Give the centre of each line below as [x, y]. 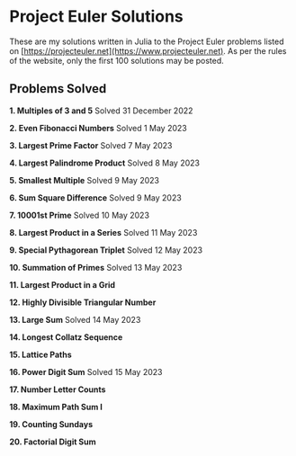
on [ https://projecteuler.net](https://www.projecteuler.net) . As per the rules [148, 50]
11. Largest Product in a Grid [62, 284]
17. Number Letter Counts [58, 389]
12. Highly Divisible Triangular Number [83, 302]
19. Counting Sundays [51, 424]
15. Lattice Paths [40, 354]
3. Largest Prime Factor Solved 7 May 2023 [91, 145]
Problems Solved [58, 89]
